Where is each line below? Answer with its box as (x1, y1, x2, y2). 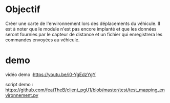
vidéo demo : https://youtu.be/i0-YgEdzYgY (5, 71, 96, 78)
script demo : (5, 81, 33, 87)
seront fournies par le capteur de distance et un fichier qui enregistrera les (5, 31, 163, 37)
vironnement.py (5, 92, 38, 98)
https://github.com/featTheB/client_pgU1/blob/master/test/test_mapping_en (5, 87, 165, 93)
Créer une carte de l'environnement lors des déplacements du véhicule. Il (5, 20, 160, 27)
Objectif (5, 4, 40, 15)
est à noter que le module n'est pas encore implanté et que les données (5, 25, 157, 32)
